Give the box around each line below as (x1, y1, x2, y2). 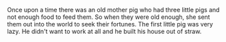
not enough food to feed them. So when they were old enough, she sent (7, 13, 210, 21)
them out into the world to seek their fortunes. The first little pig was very (7, 20, 214, 28)
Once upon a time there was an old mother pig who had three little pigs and (7, 6, 221, 14)
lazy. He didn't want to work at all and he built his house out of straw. (7, 27, 202, 35)
